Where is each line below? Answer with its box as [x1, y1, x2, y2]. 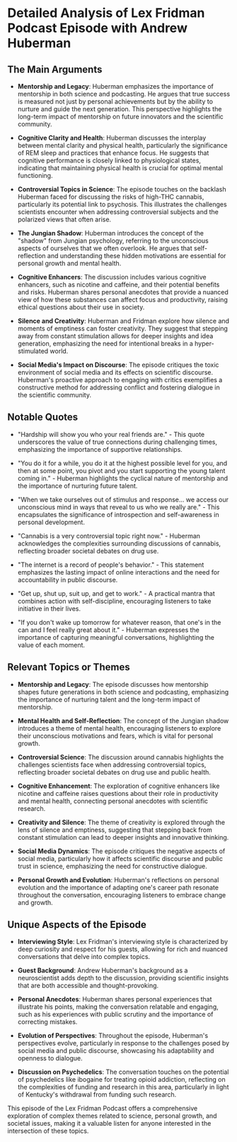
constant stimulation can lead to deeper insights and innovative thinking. [17, 833, 229, 841]
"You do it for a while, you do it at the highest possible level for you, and [17, 459, 228, 467]
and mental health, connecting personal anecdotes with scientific [17, 797, 209, 805]
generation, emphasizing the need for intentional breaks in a [17, 339, 193, 348]
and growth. [17, 898, 53, 907]
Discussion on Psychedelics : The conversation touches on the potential [17, 1068, 229, 1076]
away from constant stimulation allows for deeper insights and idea [17, 332, 214, 340]
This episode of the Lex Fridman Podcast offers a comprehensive [7, 1104, 198, 1113]
